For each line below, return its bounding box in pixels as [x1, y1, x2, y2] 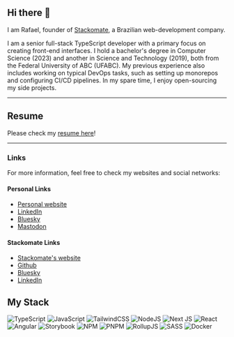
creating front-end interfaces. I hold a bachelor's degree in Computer [7, 46, 207, 54]
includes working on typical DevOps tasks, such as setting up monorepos [7, 68, 219, 77]
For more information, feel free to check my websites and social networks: [7, 168, 221, 177]
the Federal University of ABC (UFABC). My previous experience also [7, 61, 205, 70]
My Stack [7, 296, 49, 308]
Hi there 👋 [7, 7, 51, 19]
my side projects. [7, 83, 57, 91]
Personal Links [7, 184, 51, 193]
